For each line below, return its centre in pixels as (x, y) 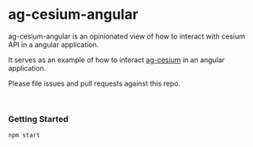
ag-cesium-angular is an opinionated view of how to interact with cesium (127, 36)
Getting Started (38, 119)
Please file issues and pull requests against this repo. (95, 83)
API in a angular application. (54, 44)
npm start (24, 135)
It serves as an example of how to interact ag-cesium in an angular (117, 60)
